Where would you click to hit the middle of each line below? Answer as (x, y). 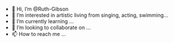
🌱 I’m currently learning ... (43, 21)
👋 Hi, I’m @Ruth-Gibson (40, 9)
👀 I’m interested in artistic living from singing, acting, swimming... (90, 15)
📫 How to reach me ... (39, 34)
